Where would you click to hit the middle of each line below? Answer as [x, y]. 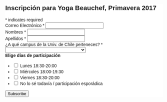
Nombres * [16, 32]
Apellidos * [16, 38]
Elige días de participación [33, 55]
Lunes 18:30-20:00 [38, 65]
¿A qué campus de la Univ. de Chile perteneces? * [54, 44]
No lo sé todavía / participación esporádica [61, 83]
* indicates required [24, 20]
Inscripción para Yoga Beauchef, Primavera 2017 [81, 8]
